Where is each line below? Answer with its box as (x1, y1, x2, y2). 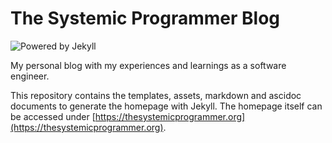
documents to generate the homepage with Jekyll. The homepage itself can (10, 100, 323, 112)
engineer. (10, 70, 50, 82)
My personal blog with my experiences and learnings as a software (10, 59, 287, 71)
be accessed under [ (10, 110, 96, 122)
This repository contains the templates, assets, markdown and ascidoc (10, 89, 302, 101)
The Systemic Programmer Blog (10, 7, 281, 30)
